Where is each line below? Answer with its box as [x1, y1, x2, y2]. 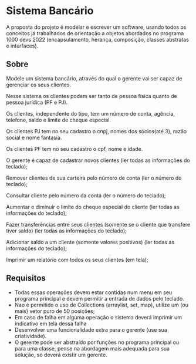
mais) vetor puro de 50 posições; [14, 307, 95, 315]
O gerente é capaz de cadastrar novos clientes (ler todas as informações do [6, 157, 190, 164]
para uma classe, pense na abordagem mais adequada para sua [14, 345, 170, 352]
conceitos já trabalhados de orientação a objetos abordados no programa [6, 29, 184, 36]
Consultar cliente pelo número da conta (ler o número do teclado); [6, 192, 166, 199]
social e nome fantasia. [6, 134, 62, 141]
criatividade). [14, 332, 47, 339]
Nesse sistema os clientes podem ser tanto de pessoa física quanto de [6, 92, 177, 99]
